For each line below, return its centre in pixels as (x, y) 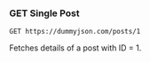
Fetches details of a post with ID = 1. (75, 48)
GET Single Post (44, 13)
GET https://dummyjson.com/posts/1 (75, 32)
